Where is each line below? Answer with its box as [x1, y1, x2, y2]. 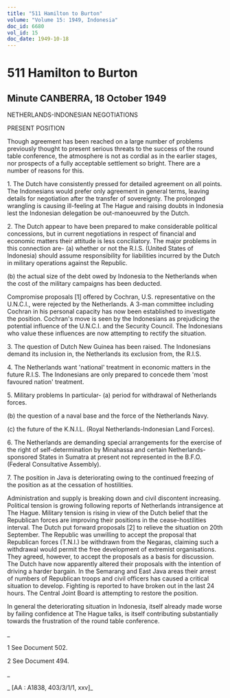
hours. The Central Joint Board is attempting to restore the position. [7, 589, 198, 598]
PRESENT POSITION [7, 124, 65, 133]
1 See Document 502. [7, 644, 68, 652]
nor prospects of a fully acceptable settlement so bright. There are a [7, 159, 200, 168]
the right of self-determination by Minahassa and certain [7, 446, 167, 454]
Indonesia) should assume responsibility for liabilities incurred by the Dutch [7, 251, 220, 260]
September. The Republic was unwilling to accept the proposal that [7, 530, 197, 539]
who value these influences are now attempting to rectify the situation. [7, 329, 207, 337]
